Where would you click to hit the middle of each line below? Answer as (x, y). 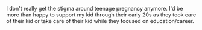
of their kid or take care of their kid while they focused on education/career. (100, 21)
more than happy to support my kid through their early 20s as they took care (101, 15)
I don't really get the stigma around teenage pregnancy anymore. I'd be (95, 9)
